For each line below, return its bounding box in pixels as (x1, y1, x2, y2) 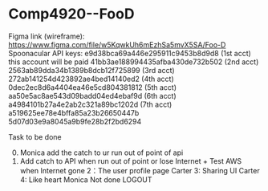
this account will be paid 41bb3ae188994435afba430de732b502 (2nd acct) (8, 57, 259, 67)
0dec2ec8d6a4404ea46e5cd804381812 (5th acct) (8, 82, 177, 92)
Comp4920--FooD (8, 5, 135, 23)
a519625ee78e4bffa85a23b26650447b (8, 108, 140, 117)
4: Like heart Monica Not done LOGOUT (19, 174, 152, 185)
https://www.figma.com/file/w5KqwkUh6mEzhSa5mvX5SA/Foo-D (8, 39, 226, 49)
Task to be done (8, 132, 62, 141)
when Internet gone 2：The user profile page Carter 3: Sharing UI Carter (19, 165, 260, 175)
